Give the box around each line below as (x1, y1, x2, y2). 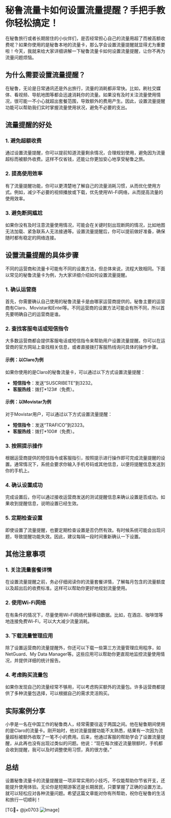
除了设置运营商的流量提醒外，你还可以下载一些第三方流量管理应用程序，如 (5, 645, 161, 651)
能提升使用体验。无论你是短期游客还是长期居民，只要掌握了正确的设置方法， (5, 783, 165, 790)
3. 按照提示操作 (5, 442, 43, 449)
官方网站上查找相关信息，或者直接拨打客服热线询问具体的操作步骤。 (18, 344, 161, 350)
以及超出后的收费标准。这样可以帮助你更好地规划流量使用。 (5, 585, 130, 591)
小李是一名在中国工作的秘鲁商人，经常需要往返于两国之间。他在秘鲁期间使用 (5, 721, 165, 727)
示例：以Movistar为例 (5, 399, 52, 405)
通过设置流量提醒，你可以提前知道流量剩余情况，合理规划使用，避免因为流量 (5, 150, 165, 156)
